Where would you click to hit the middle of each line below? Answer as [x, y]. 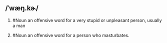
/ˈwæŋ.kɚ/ [22, 8]
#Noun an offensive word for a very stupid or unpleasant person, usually [87, 20]
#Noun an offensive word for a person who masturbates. [71, 35]
